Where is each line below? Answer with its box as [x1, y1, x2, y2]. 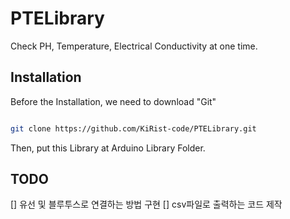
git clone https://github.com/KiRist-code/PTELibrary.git [10, 123, 257, 134]
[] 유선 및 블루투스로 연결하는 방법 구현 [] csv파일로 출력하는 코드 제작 [10, 198, 283, 211]
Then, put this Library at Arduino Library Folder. [10, 142, 206, 154]
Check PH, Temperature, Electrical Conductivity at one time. [10, 40, 258, 52]
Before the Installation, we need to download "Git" [10, 95, 217, 107]
